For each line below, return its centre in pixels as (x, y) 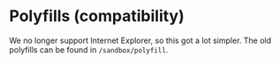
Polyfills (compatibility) (97, 16)
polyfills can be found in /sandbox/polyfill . (89, 49)
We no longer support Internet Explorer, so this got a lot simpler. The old (140, 40)
